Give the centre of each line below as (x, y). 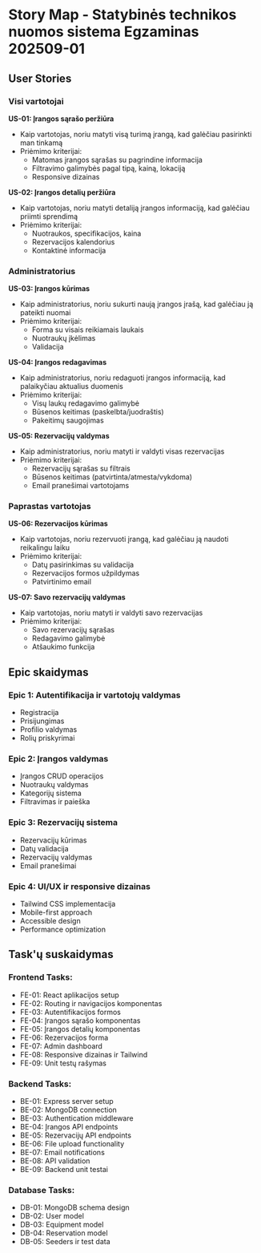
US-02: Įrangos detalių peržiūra (62, 192)
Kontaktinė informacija (69, 250)
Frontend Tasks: (41, 977)
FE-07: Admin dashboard (61, 1046)
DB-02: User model (52, 1216)
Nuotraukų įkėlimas (64, 338)
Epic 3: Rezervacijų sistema (63, 823)
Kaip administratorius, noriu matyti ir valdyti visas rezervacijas (122, 451)
